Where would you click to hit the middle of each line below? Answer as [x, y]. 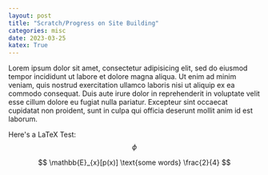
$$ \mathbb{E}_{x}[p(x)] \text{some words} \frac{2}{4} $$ [134, 163]
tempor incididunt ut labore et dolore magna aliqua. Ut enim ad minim [122, 77]
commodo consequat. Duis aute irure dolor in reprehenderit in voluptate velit [134, 93]
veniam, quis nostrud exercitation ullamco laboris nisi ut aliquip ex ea [122, 86]
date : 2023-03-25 [37, 38]
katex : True [28, 46]
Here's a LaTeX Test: [42, 135]
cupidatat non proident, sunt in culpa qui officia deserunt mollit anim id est [131, 111]
